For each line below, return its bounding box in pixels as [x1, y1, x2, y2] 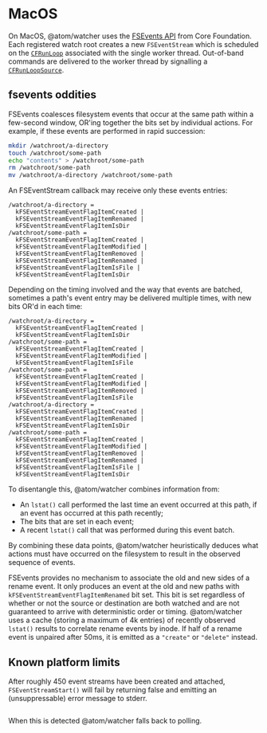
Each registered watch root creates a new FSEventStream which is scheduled [8, 39, 259, 49]
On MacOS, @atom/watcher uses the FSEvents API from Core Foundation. [8, 31, 253, 41]
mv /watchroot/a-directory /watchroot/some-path [8, 171, 173, 179]
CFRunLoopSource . [8, 65, 65, 74]
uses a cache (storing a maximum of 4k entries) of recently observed [8, 615, 236, 625]
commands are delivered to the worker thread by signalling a [8, 57, 208, 66]
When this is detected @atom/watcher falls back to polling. [8, 715, 202, 725]
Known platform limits [8, 655, 120, 669]
